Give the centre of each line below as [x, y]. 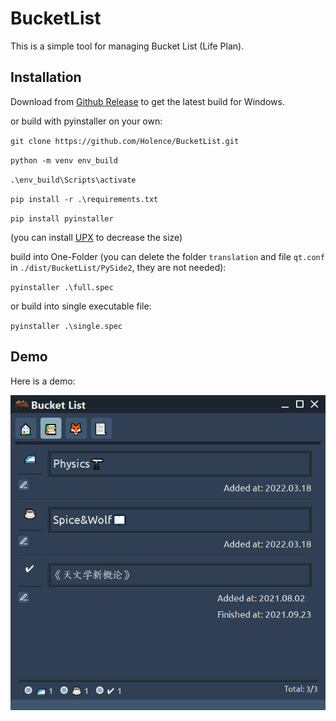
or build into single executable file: [81, 306]
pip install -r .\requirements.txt [84, 199]
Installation [46, 77]
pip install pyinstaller [62, 218]
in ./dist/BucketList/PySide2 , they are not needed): [118, 267]
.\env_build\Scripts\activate [73, 180]
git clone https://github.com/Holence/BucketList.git [125, 141]
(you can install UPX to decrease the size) [96, 237]
